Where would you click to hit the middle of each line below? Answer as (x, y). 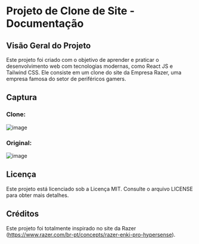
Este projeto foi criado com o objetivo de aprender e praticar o (83, 60)
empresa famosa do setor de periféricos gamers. (66, 79)
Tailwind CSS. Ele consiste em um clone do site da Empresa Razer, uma (94, 72)
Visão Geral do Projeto (49, 46)
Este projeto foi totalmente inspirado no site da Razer (71, 228)
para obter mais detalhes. (38, 195)
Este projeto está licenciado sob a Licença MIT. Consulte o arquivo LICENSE (100, 189)
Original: (19, 143)
